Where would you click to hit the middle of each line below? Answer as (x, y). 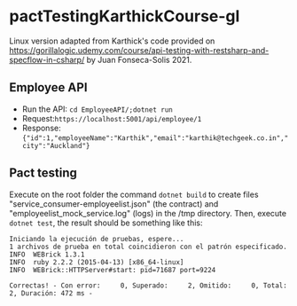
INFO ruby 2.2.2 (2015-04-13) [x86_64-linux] (97, 262)
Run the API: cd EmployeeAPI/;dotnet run (97, 109)
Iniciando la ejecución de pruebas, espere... (97, 239)
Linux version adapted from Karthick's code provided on (112, 41)
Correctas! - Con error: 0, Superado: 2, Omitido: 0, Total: (148, 286)
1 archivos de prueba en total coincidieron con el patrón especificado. (148, 247)
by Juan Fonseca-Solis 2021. (139, 59)
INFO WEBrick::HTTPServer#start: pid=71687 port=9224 (113, 270)
